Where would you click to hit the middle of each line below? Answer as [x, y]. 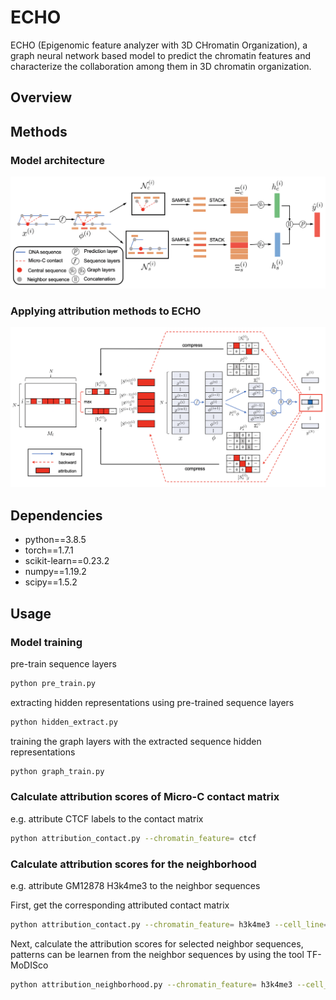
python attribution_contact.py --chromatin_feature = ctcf [133, 838]
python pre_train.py [53, 683]
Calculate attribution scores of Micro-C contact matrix [145, 797]
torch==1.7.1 [49, 550]
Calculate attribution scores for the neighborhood [133, 864]
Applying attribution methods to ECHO [106, 311]
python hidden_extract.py [64, 722]
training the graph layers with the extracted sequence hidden [136, 741]
